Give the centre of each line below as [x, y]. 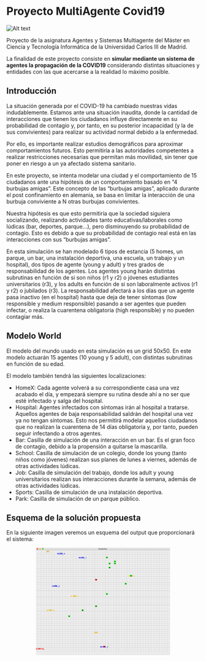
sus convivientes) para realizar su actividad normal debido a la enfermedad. [102, 132]
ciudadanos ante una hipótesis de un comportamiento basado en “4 [92, 182]
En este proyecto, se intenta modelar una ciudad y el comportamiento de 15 [102, 175]
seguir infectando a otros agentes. [59, 433]
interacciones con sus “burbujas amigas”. [59, 239]
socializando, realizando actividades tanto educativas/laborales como [94, 220]
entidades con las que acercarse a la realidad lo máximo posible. [88, 71]
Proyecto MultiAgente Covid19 [86, 11]
